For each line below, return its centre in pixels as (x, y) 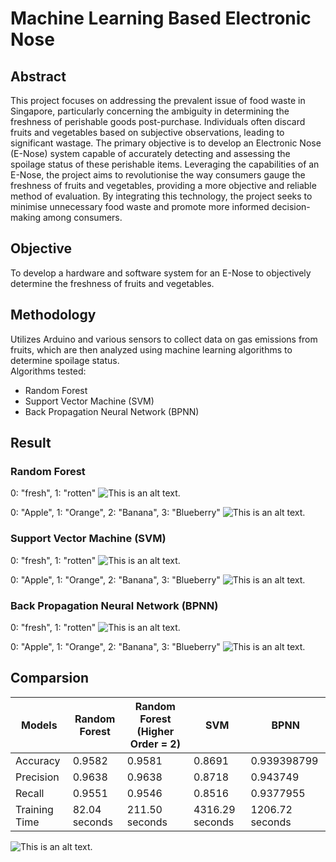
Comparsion (50, 678)
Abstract (38, 76)
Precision (37, 777)
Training (34, 809)
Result (31, 443)
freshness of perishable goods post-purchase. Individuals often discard (158, 121)
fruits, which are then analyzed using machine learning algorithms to (151, 349)
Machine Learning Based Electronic (161, 18)
